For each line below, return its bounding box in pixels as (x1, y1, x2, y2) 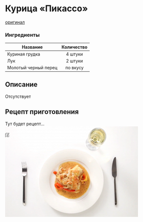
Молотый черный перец (7, 65, 58, 71)
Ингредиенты (5, 31, 40, 38)
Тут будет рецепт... (5, 121, 45, 127)
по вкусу (65, 65, 84, 71)
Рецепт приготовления (5, 108, 79, 116)
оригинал (5, 19, 25, 25)
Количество (61, 44, 88, 50)
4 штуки (66, 51, 83, 57)
